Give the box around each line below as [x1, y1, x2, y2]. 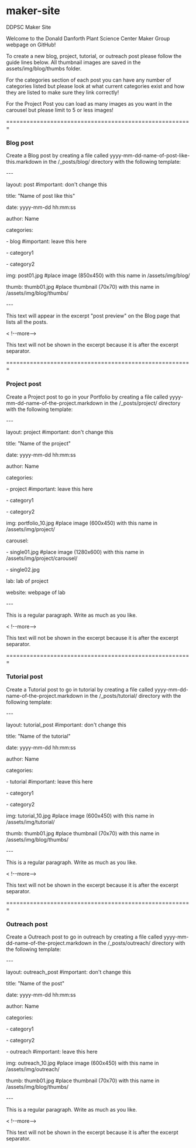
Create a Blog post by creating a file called [6, 152, 109, 159]
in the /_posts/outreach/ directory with [92, 940, 185, 947]
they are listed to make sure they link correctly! [6, 89, 119, 96]
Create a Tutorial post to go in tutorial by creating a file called [6, 686, 154, 693]
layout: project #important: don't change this [6, 428, 114, 435]
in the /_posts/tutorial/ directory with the [84, 692, 181, 699]
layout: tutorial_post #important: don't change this [6, 721, 127, 728]
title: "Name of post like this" [6, 193, 75, 200]
